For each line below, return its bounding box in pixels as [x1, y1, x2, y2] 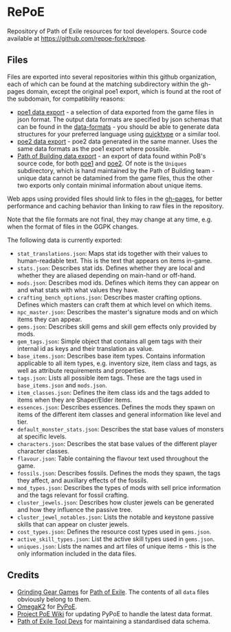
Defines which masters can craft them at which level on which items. [16, 300, 212, 309]
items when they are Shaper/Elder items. [16, 396, 133, 404]
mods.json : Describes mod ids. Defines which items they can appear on [16, 278, 219, 287]
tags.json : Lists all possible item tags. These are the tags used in [16, 374, 202, 382]
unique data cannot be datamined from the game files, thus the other [16, 174, 213, 182]
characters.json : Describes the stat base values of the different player [16, 439, 218, 448]
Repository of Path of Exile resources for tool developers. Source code [7, 27, 208, 35]
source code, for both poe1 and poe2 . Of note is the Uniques [16, 159, 187, 167]
